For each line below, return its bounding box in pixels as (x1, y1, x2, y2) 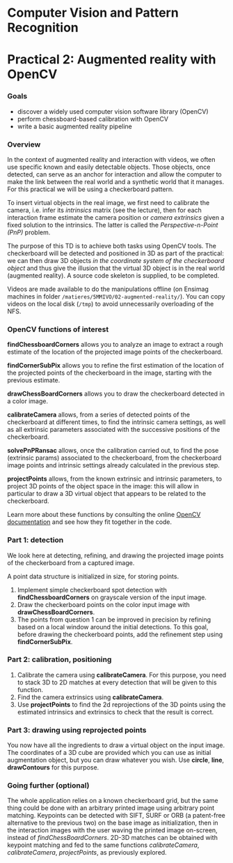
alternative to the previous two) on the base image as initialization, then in (7, 818, 218, 827)
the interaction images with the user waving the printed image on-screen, (7, 826, 218, 834)
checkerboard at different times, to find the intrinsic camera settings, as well (7, 418, 226, 426)
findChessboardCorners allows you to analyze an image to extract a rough (7, 340, 224, 349)
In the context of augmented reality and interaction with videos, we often (7, 155, 216, 163)
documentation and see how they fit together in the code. (7, 518, 172, 526)
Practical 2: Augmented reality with (7, 52, 216, 68)
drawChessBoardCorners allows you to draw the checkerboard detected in (7, 389, 225, 398)
